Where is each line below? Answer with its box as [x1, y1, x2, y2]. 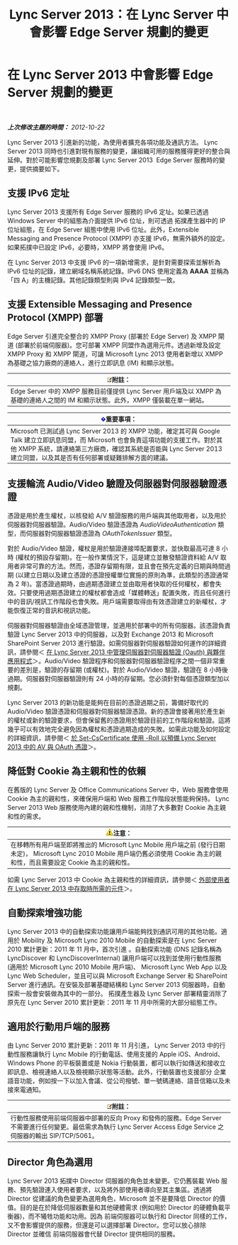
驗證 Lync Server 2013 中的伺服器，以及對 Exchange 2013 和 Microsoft [7, 630, 214, 638]
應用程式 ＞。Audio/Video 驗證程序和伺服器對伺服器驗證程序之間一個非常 [7, 656, 220, 665]
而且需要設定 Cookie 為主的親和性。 [28, 858, 134, 867]
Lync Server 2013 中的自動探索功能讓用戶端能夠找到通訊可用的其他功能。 [7, 927, 222, 935]
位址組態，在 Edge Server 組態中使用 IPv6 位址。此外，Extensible [7, 225, 200, 234]
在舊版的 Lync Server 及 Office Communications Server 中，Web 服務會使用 [7, 785, 229, 794]
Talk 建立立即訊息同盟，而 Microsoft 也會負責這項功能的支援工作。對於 [10, 435, 217, 444]
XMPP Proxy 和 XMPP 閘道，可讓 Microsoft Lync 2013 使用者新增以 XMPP [7, 349, 223, 358]
